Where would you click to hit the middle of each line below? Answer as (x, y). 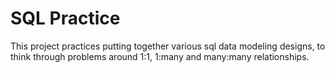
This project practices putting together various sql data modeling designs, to (168, 46)
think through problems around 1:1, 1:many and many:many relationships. (160, 56)
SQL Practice (65, 18)
